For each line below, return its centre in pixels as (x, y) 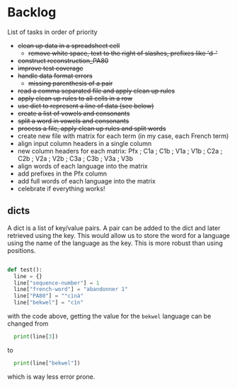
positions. (22, 250)
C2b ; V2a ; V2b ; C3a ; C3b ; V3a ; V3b (75, 158)
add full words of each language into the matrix (86, 181)
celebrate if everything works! (61, 188)
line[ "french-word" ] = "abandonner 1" (71, 290)
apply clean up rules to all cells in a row (75, 98)
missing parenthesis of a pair (70, 83)
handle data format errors (55, 76)
